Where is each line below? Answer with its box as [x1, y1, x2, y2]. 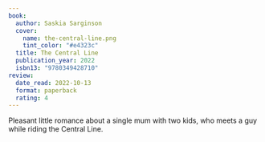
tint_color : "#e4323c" [22, 42, 99, 50]
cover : [15, 26, 38, 34]
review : [8, 71, 35, 79]
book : [8, 11, 26, 20]
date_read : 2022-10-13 [15, 79, 92, 87]
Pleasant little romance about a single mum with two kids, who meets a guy [8, 116, 258, 125]
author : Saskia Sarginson [15, 19, 103, 27]
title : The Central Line [15, 49, 99, 57]
